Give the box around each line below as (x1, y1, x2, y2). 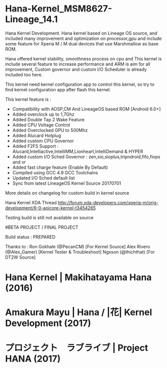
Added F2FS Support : (12, 143, 59, 149)
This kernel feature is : (5, 96, 51, 102)
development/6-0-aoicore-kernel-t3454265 (5, 205, 96, 211)
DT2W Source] (5, 254, 36, 260)
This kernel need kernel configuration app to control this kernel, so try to (5, 81, 155, 87)
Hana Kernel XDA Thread (5, 199, 57, 205)
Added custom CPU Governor (12, 138, 74, 144)
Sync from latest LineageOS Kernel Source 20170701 (12, 180, 121, 186)
